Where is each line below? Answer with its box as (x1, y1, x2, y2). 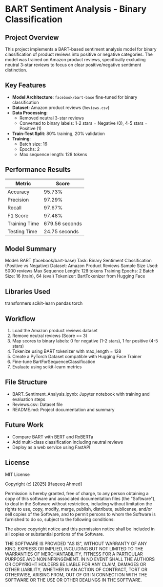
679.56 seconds (43, 220, 82, 227)
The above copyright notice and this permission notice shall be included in (5, 526, 155, 532)
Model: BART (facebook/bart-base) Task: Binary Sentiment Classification (5, 258, 152, 264)
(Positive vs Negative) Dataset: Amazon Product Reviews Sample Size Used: (5, 263, 159, 269)
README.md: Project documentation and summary (12, 406, 115, 412)
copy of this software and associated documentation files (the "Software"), (5, 496, 156, 501)
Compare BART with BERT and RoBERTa (12, 434, 94, 440)
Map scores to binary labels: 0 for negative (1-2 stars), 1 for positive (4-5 (12, 338, 158, 344)
